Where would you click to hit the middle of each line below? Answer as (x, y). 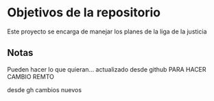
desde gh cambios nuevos (45, 89)
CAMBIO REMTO (31, 76)
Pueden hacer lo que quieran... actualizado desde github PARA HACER (107, 69)
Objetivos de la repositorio (84, 13)
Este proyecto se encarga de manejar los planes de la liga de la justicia (107, 31)
